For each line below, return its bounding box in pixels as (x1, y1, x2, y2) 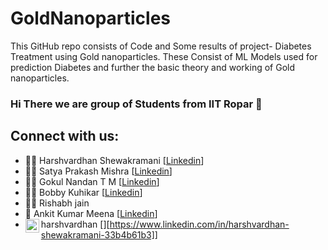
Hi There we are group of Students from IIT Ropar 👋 (10, 97, 263, 111)
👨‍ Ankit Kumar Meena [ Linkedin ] (24, 207, 158, 219)
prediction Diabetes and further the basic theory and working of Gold (10, 61, 296, 73)
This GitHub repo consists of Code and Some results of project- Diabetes (10, 40, 312, 52)
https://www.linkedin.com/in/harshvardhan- (109, 218, 290, 230)
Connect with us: (10, 128, 120, 145)
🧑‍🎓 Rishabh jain (24, 197, 90, 209)
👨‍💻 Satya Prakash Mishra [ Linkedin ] (24, 165, 173, 177)
